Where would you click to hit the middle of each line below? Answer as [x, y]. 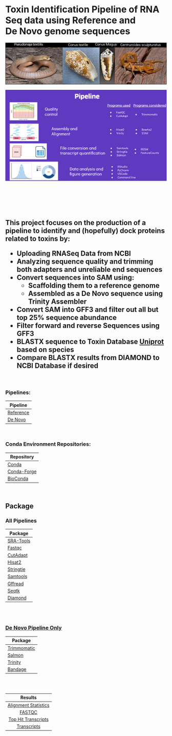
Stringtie [16, 569]
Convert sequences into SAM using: [76, 277]
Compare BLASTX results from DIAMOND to [88, 357]
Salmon [16, 655]
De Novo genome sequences [68, 31]
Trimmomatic [21, 648]
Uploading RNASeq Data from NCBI [74, 253]
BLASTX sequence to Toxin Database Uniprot [90, 341]
